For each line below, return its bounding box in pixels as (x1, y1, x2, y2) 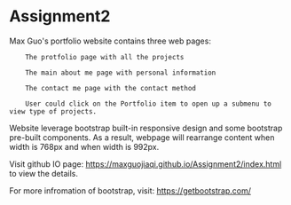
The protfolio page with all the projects (25, 52, 185, 61)
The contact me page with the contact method (25, 83, 197, 92)
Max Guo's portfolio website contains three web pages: (9, 35, 211, 46)
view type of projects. (9, 106, 98, 116)
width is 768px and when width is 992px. (9, 141, 160, 152)
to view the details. (9, 168, 78, 178)
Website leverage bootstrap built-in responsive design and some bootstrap (9, 122, 283, 133)
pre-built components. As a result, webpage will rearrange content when (9, 131, 275, 143)
